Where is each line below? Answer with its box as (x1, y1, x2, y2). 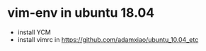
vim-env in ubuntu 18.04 (7, 5, 155, 21)
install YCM (17, 28, 51, 36)
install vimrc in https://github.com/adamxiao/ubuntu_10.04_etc (17, 35, 199, 43)
